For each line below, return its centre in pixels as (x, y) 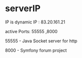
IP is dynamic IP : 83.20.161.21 (35, 22)
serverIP (23, 9)
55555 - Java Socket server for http (41, 41)
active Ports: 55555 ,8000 (31, 31)
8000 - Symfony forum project (36, 50)
